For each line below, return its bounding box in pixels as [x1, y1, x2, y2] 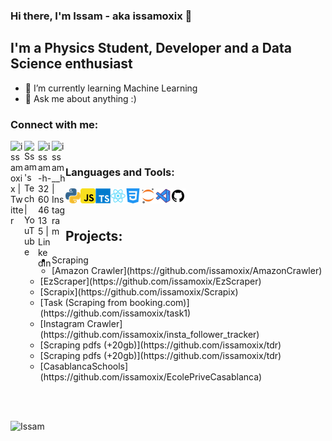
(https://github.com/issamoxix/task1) [39, 307, 192, 319]
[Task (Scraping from [39, 297, 128, 309]
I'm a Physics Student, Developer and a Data [10, 40, 293, 57]
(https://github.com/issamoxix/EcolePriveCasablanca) [39, 371, 263, 383]
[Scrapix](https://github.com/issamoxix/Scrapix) [39, 286, 239, 298]
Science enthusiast [10, 55, 133, 73]
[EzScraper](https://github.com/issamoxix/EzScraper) [39, 275, 262, 288]
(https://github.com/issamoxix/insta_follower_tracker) [39, 329, 260, 341]
